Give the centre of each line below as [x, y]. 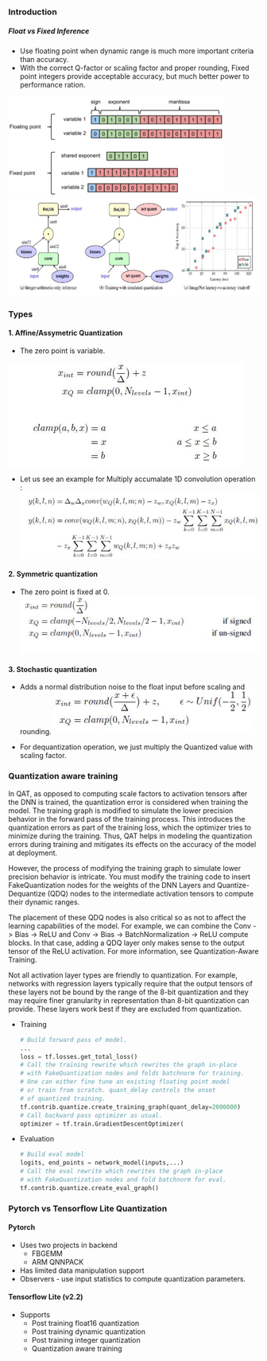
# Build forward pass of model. [73, 1040]
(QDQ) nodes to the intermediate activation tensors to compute [151, 893]
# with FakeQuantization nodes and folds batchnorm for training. [132, 1073]
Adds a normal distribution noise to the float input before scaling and [132, 687]
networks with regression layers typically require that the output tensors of [130, 983]
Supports [35, 1315]
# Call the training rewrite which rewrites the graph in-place [128, 1065]
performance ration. [52, 84]
